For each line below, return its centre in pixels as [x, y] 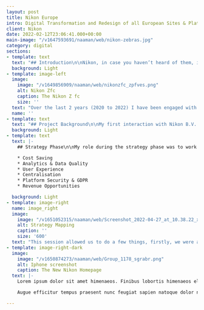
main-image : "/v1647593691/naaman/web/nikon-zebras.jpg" [80, 40]
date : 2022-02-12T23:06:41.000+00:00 [54, 35]
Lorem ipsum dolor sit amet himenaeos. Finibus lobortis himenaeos [104, 282]
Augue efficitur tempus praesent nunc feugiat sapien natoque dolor [106, 292]
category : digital [29, 46]
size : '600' [32, 237]
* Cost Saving [35, 158]
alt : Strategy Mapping [46, 225]
